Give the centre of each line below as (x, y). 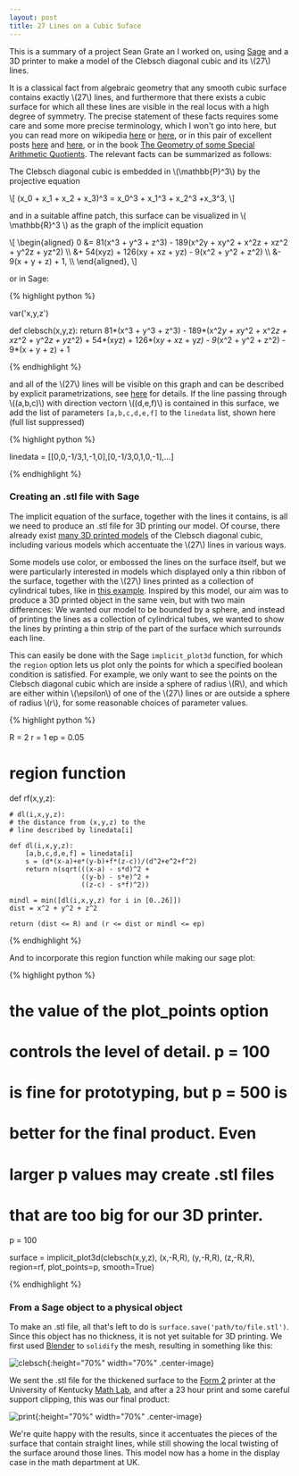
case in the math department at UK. (75, 1462)
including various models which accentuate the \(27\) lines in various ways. (148, 545)
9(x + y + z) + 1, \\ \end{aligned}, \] (73, 261)
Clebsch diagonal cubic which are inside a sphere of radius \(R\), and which (149, 683)
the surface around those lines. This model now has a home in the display (145, 1453)
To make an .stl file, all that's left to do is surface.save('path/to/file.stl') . (149, 1326)
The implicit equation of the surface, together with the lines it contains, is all (149, 516)
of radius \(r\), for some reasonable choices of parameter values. (129, 703)
